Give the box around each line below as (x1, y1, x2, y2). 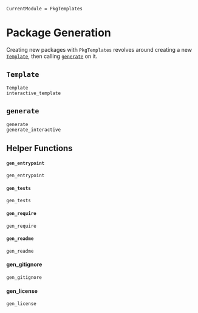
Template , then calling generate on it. (6, 52, 98, 60)
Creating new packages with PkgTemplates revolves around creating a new (6, 46, 193, 53)
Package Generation (6, 26, 111, 40)
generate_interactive (6, 127, 61, 133)
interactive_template (6, 90, 61, 96)
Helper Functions (6, 143, 73, 153)
